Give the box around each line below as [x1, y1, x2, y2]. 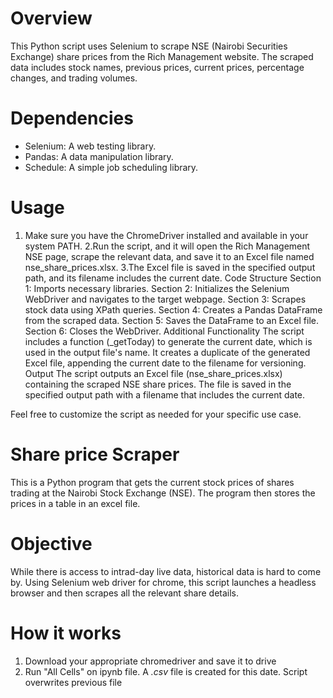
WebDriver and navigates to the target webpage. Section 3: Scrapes [24, 293, 307, 305]
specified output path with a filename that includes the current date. [24, 388, 306, 401]
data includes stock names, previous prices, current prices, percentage [10, 61, 305, 73]
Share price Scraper [10, 443, 180, 466]
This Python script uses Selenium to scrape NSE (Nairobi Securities [10, 40, 288, 52]
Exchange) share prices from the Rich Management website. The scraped [10, 50, 314, 62]
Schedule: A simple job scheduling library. [24, 161, 199, 173]
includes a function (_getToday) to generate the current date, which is [24, 335, 313, 347]
